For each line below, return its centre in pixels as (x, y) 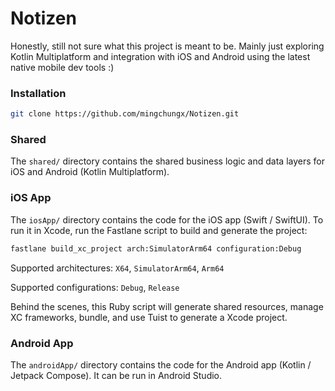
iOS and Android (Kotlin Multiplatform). (90, 172)
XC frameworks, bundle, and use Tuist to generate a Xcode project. (149, 317)
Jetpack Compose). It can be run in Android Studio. (116, 375)
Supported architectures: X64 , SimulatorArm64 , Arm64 (117, 268)
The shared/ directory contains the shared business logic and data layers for (167, 161)
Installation (38, 93)
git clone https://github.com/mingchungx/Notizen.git (125, 114)
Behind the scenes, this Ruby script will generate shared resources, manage (167, 306)
